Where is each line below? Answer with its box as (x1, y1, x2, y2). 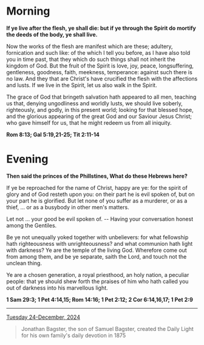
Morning (6, 4, 50, 18)
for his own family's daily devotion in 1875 (21, 332, 126, 339)
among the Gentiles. (6, 221, 57, 229)
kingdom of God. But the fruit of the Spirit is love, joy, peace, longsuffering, (6, 62, 194, 69)
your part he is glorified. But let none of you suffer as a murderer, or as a (6, 197, 188, 204)
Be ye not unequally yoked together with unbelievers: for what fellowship (6, 233, 189, 241)
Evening (6, 152, 49, 166)
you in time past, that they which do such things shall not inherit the (6, 55, 175, 63)
